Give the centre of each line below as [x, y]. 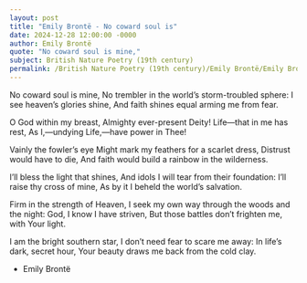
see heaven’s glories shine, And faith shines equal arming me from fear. [144, 104]
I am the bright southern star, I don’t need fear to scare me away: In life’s [146, 241]
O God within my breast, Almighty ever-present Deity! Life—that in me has [149, 122]
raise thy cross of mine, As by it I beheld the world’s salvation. [126, 186]
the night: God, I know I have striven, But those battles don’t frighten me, [146, 214]
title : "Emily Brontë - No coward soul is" [94, 26]
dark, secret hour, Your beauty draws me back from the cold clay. [133, 251]
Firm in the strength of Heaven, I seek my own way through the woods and [150, 204]
